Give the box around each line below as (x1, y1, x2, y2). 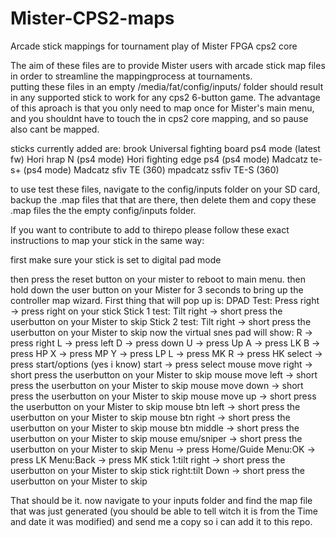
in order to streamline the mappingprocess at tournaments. (10, 70, 253, 82)
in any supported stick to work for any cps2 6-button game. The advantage (10, 91, 321, 103)
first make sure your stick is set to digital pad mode (10, 253, 222, 266)
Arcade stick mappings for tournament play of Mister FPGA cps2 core (10, 40, 298, 52)
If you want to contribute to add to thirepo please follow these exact (10, 223, 290, 236)
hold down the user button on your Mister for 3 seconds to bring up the (10, 283, 304, 296)
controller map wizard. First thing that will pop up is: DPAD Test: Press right (10, 294, 320, 306)
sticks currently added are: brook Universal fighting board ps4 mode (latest (10, 142, 321, 154)
